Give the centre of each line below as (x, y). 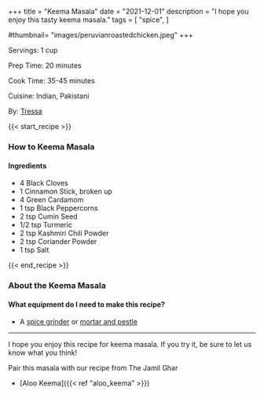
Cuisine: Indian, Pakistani (49, 96)
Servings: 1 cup (33, 50)
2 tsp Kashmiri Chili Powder (64, 233)
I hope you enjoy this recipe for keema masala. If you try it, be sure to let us (130, 345)
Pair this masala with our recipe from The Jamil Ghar (93, 368)
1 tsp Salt (34, 250)
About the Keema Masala (57, 286)
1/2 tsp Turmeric (46, 225)
